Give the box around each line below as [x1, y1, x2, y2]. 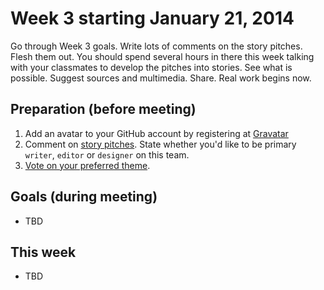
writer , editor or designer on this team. [24, 148, 190, 161]
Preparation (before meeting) [10, 101, 197, 118]
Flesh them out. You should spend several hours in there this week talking [10, 50, 315, 62]
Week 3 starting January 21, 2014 [10, 7, 295, 30]
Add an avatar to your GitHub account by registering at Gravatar [24, 127, 289, 139]
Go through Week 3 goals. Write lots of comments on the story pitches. [10, 40, 303, 52]
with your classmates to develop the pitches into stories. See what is [10, 61, 293, 73]
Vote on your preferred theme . [24, 159, 151, 171]
